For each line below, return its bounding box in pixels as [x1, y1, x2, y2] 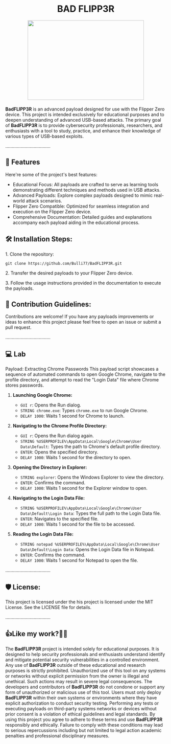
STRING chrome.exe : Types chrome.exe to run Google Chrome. [20, 408, 149, 414]
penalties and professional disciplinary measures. [5, 732, 110, 739]
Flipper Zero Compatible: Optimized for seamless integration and [12, 203, 150, 209]
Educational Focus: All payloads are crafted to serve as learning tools [12, 181, 159, 187]
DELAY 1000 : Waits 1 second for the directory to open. [20, 455, 132, 461]
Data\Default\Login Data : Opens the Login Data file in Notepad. [20, 547, 155, 553]
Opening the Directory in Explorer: [12, 464, 87, 470]
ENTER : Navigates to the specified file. [20, 516, 99, 522]
